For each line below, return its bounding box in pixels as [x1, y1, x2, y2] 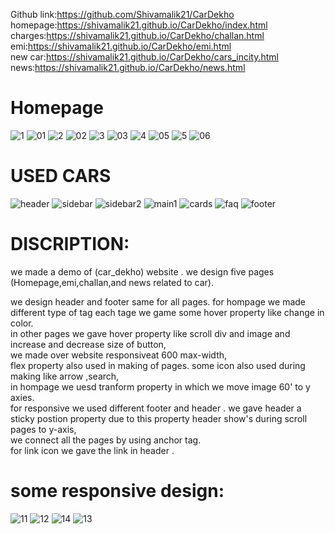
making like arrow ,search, [10, 370, 120, 382]
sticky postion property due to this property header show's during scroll [10, 412, 308, 424]
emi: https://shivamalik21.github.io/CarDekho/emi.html [10, 40, 232, 52]
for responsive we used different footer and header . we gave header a [10, 402, 302, 414]
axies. [10, 391, 35, 403]
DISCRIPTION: [10, 233, 130, 256]
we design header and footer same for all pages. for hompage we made [10, 295, 306, 308]
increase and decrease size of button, [10, 338, 167, 350]
